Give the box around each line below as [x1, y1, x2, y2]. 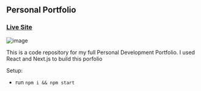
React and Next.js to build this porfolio [6, 55, 103, 62]
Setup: [6, 67, 23, 74]
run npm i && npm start [15, 78, 75, 86]
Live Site [6, 23, 32, 32]
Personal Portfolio [6, 5, 76, 15]
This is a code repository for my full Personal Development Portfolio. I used [6, 49, 196, 56]
